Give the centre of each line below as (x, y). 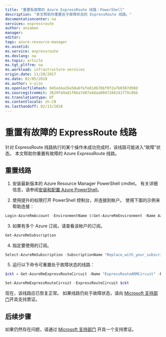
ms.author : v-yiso (24, 83)
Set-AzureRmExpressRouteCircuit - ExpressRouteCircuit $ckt (67, 283)
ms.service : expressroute (32, 51)
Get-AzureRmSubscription (31, 235)
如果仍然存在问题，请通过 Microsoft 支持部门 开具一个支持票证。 (71, 329)
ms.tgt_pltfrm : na (24, 65)
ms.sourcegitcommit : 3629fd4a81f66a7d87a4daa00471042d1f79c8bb (72, 93)
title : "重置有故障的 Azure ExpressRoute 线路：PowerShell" (65, 10)
